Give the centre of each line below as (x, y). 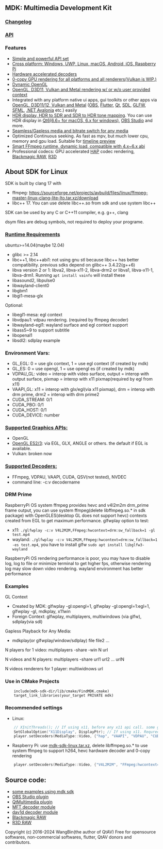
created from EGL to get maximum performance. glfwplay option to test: (77, 520)
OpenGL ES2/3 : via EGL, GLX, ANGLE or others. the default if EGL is (80, 443)
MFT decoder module (34, 807)
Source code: (26, 780)
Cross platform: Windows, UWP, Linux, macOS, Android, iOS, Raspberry (84, 64)
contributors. (18, 842)
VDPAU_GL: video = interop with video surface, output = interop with (81, 374)
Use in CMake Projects (32, 682)
